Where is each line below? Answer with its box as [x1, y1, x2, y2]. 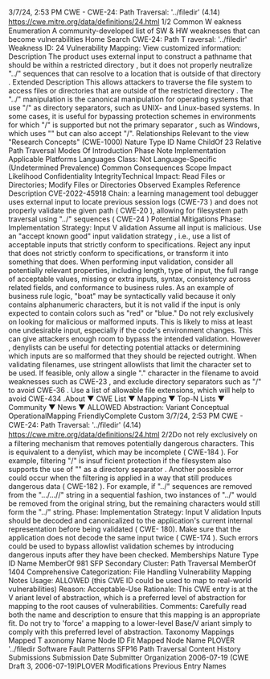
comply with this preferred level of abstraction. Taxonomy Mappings [8, 627, 235, 636]
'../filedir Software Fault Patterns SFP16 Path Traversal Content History [8, 644, 241, 653]
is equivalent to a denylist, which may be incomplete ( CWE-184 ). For [8, 447, 239, 457]
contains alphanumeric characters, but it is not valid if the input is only [8, 300, 241, 309]
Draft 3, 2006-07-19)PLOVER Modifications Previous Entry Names [8, 661, 227, 671]
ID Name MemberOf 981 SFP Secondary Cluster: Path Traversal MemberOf [8, 559, 256, 568]
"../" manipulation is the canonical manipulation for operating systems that [8, 94, 253, 104]
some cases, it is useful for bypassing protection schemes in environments [8, 112, 256, 121]
